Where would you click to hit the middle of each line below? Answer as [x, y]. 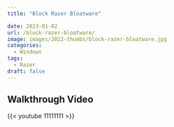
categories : [24, 46]
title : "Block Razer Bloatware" [54, 14]
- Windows [28, 52]
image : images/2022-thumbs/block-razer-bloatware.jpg [87, 39]
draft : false [26, 71]
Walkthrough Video [50, 100]
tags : [15, 59]
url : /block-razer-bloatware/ [51, 33]
